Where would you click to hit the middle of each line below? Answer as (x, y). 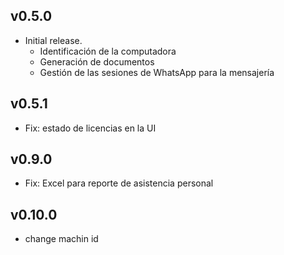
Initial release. (53, 40)
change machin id (61, 239)
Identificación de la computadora (108, 51)
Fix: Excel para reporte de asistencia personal (119, 183)
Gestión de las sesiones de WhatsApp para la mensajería (157, 72)
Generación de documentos (97, 61)
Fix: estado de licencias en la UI (90, 128)
